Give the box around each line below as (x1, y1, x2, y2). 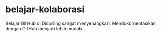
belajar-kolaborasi (5, 4, 85, 15)
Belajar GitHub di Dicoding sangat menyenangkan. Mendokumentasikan (5, 20, 156, 26)
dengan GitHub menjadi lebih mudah (5, 25, 83, 31)
